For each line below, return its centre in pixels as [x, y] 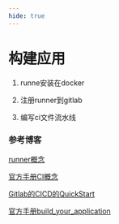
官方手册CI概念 [33, 176]
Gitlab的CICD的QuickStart [52, 194]
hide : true [27, 16]
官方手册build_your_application [59, 211]
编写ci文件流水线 [48, 117]
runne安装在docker [52, 83]
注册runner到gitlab [51, 100]
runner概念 [27, 159]
